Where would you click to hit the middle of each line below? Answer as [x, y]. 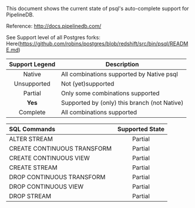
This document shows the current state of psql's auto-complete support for [97, 8]
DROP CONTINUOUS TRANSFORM [57, 177]
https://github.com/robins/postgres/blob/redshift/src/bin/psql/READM [104, 44]
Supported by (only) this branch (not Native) [122, 103]
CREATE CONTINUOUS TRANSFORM [60, 149]
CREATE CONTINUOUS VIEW [49, 158]
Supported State [141, 129]
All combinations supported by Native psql [119, 74]
